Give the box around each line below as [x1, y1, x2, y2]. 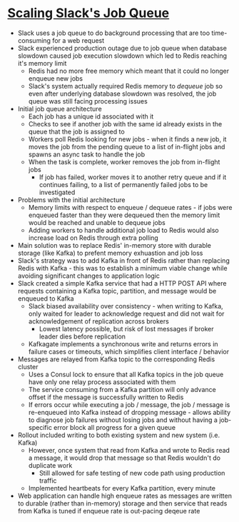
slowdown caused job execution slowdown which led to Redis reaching [17, 51, 227, 60]
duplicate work [28, 461, 73, 469]
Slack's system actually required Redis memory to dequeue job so [28, 81, 223, 90]
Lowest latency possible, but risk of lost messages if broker [39, 324, 214, 333]
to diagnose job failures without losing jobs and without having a [28, 416, 218, 424]
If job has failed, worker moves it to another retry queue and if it [39, 173, 227, 181]
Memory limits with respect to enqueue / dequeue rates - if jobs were [28, 203, 233, 211]
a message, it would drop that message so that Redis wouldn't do [28, 453, 221, 462]
